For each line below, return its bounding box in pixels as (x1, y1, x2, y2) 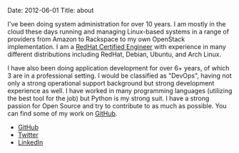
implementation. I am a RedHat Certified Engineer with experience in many (7, 43, 226, 51)
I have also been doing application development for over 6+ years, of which (7, 64, 230, 72)
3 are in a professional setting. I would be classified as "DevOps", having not (7, 71, 232, 80)
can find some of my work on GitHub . (7, 110, 118, 117)
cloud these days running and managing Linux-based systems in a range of (7, 28, 230, 36)
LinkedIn (17, 138, 44, 147)
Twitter (17, 131, 39, 139)
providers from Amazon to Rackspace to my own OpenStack (7, 35, 185, 43)
